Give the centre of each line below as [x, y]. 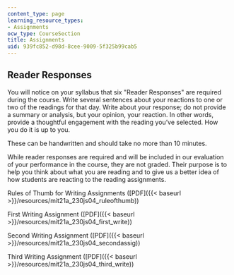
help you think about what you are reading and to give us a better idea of [113, 172]
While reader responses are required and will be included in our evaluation [116, 157]
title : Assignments [36, 40]
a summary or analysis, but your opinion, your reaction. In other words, [111, 114]
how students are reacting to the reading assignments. [87, 179]
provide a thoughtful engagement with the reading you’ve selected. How [113, 122]
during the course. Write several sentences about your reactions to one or [115, 99]
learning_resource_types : [45, 20]
